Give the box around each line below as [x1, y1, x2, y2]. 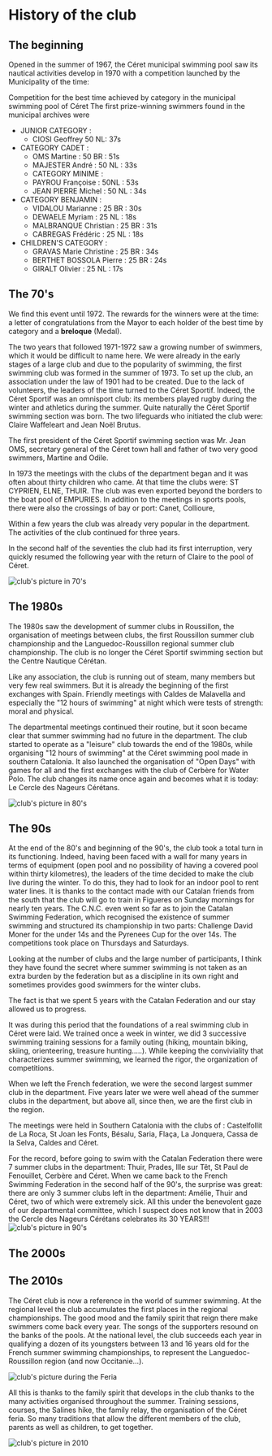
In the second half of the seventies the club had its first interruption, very [8, 543, 253, 553]
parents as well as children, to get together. [8, 1422, 153, 1432]
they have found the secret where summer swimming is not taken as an [8, 963, 248, 972]
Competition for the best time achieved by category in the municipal [8, 93, 236, 102]
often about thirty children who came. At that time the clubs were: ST [8, 477, 240, 487]
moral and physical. [8, 706, 75, 716]
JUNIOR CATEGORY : [19, 126, 92, 135]
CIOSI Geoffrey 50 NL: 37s [32, 134, 122, 144]
